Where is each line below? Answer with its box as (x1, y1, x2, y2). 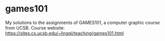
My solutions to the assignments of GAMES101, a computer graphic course (5, 19, 160, 25)
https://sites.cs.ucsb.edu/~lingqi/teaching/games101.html (5, 30, 124, 36)
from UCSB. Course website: (5, 24, 65, 30)
